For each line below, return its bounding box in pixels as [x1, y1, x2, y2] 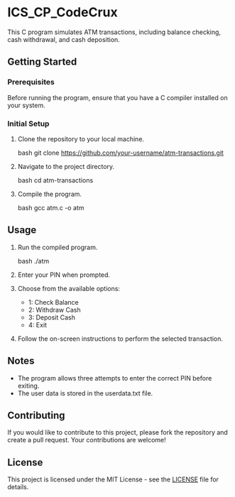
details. [7, 483, 29, 491]
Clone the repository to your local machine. [17, 134, 144, 143]
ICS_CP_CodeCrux [7, 4, 119, 21]
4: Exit [28, 320, 48, 329]
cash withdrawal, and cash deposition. [7, 35, 121, 43]
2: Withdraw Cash [28, 305, 82, 314]
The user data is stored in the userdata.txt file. [17, 388, 153, 398]
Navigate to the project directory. [17, 162, 115, 170]
